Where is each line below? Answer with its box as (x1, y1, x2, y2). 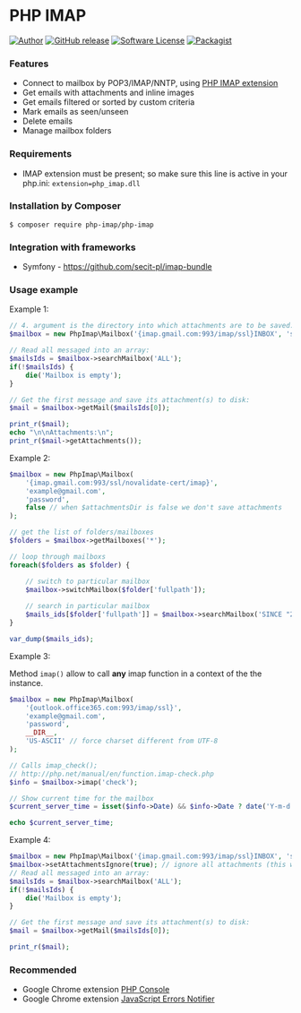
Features (9, 57, 49, 70)
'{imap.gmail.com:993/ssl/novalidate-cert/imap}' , (25, 478, 219, 487)
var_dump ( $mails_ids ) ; (9, 634, 94, 643)
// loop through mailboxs (9, 552, 106, 561)
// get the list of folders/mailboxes (9, 528, 154, 537)
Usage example (9, 284, 79, 296)
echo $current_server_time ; (9, 819, 115, 828)
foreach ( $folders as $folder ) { (9, 561, 130, 570)
